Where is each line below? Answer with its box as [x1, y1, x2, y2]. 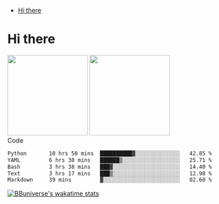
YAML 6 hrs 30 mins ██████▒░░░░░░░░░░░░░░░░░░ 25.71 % [7, 156, 213, 163]
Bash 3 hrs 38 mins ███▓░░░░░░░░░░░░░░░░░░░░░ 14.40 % [7, 163, 213, 170]
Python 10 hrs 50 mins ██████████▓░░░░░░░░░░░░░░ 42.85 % [7, 150, 213, 157]
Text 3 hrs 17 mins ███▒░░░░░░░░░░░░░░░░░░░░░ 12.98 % [7, 170, 213, 177]
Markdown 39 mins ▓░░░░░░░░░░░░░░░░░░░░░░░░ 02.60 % [7, 176, 213, 184]
